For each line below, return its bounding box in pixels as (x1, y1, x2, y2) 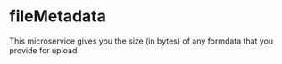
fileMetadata (9, 6, 107, 27)
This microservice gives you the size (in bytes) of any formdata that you (9, 36, 274, 46)
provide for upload (9, 44, 78, 55)
